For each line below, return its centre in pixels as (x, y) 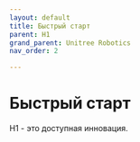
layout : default (40, 18)
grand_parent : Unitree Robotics (70, 43)
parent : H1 (30, 34)
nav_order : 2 (34, 51)
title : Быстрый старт (50, 26)
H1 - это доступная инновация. (69, 129)
